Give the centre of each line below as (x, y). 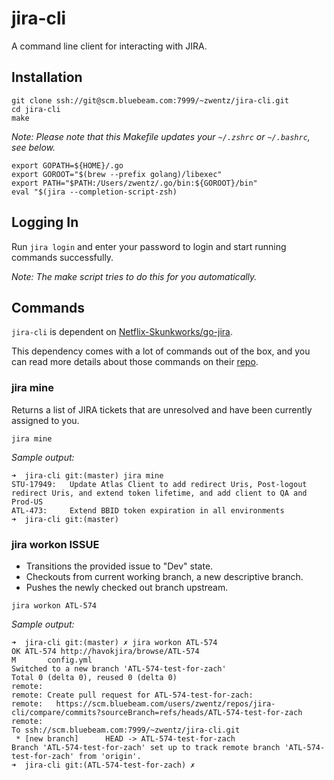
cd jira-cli (36, 109)
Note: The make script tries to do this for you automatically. (134, 276)
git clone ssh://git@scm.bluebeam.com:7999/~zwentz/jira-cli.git (150, 100)
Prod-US (27, 502)
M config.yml (52, 660)
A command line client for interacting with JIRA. (109, 46)
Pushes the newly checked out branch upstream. (127, 587)
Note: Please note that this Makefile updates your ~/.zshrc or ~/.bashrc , (161, 136)
